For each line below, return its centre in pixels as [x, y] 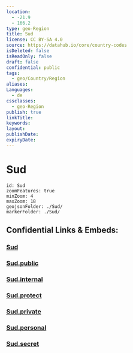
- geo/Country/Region [39, 79]
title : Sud [20, 34]
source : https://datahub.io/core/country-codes [67, 46]
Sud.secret [23, 343]
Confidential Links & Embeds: [62, 230]
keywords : [19, 123]
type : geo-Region [28, 28]
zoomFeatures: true [31, 191]
